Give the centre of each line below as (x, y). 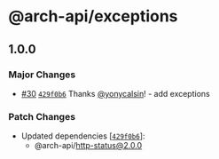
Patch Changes (42, 116)
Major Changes (42, 75)
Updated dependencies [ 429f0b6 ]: (83, 136)
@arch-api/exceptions (93, 16)
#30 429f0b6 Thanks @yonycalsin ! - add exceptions (115, 93)
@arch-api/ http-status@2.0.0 (88, 146)
